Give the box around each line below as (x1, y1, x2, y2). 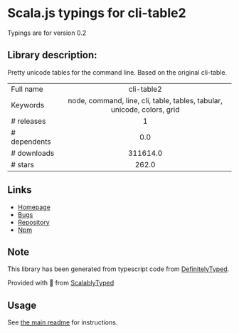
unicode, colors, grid (110, 105, 180, 115)
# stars (11, 159, 34, 169)
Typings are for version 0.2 (7, 28, 87, 37)
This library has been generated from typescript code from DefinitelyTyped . (7, 265, 230, 273)
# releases (11, 116, 46, 126)
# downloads (11, 148, 55, 158)
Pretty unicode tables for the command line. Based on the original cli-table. (7, 68, 228, 76)
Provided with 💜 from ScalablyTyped (7, 279, 115, 287)
